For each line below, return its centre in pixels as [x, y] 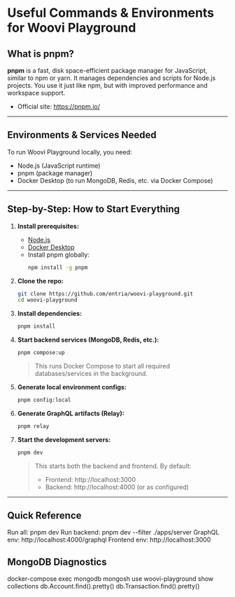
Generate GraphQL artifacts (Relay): [71, 413]
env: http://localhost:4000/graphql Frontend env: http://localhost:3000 [109, 540]
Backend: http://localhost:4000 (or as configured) [117, 487]
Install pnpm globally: [58, 255]
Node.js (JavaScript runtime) [59, 166]
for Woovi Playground [72, 28]
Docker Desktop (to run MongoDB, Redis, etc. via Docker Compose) [115, 180]
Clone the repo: [41, 281]
